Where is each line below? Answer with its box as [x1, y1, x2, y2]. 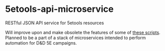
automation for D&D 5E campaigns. [5, 40, 77, 46]
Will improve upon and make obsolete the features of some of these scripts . [5, 29, 161, 35]
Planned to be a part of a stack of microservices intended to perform [5, 35, 146, 41]
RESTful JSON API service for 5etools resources [5, 20, 104, 26]
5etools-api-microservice [5, 3, 114, 15]
